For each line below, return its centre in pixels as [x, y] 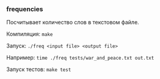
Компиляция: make [30, 34]
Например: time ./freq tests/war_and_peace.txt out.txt [80, 58]
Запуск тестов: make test [39, 69]
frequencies [25, 9]
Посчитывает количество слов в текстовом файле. [73, 22]
